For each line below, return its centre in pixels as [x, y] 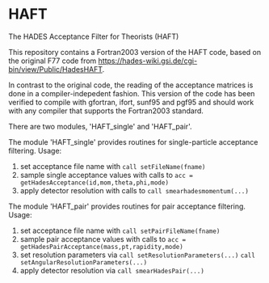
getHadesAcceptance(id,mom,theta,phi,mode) [95, 183]
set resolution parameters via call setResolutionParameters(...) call [138, 255]
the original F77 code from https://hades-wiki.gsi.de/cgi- [103, 61]
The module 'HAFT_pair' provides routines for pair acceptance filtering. [127, 206]
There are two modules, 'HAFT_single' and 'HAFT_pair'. [100, 126]
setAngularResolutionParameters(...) [84, 262]
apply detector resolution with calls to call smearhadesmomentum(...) [134, 190]
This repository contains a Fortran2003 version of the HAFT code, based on [135, 52]
